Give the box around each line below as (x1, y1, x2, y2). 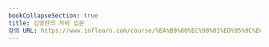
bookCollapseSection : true (8, 11, 98, 20)
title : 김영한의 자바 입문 (8, 19, 85, 27)
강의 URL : (8, 26, 38, 34)
